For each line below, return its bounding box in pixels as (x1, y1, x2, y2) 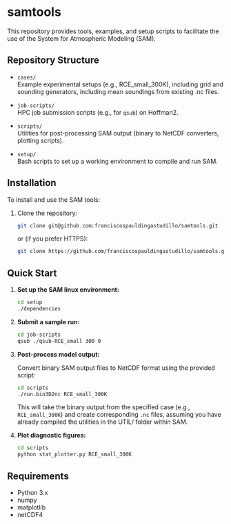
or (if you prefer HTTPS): (17, 234, 88, 243)
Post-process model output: (17, 350, 100, 358)
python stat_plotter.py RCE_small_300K (17, 451, 132, 458)
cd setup (17, 299, 43, 306)
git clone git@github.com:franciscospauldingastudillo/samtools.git (17, 222, 219, 229)
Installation (7, 177, 57, 189)
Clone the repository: (17, 209, 78, 217)
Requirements (7, 470, 69, 482)
